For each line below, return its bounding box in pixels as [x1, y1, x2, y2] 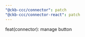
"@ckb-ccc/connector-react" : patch [5, 12, 80, 17]
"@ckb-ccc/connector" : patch [5, 7, 67, 13]
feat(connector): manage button [5, 26, 72, 32]
